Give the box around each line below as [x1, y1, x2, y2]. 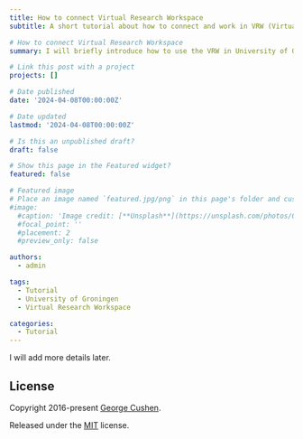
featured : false [9, 170, 70, 179]
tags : [9, 277, 30, 286]
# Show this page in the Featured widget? [9, 162, 171, 171]
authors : [9, 253, 42, 262]
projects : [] [9, 71, 59, 80]
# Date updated [9, 112, 67, 121]
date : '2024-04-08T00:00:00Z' [9, 96, 124, 105]
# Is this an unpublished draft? [9, 136, 135, 145]
